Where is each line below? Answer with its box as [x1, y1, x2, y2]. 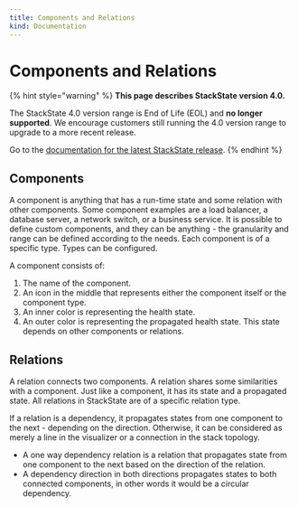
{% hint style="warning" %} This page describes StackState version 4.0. [9, 90, 286, 101]
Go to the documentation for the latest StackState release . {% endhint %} [9, 145, 283, 155]
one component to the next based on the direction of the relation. [22, 459, 266, 470]
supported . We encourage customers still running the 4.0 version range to [9, 117, 287, 128]
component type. [22, 297, 88, 308]
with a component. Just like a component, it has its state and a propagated [9, 386, 287, 397]
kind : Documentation [9, 22, 88, 31]
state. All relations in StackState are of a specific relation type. [9, 395, 241, 407]
